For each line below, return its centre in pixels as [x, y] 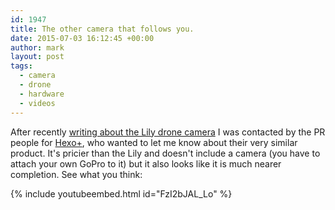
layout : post [37, 57]
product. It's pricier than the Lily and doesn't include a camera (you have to [165, 153]
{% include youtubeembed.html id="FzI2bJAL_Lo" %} [121, 193]
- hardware [42, 94]
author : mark [37, 47]
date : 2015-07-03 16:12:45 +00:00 [82, 38]
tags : [21, 66]
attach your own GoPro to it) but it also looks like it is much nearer [146, 163]
